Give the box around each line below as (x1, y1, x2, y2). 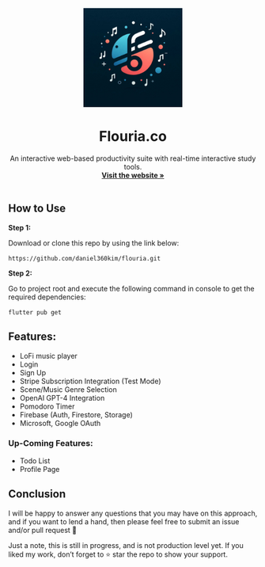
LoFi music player (19, 351, 78, 360)
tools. (123, 162, 142, 171)
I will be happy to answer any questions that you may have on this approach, (8, 508, 258, 518)
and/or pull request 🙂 (8, 525, 78, 535)
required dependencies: (8, 292, 86, 302)
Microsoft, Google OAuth (19, 418, 101, 428)
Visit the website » (101, 170, 165, 180)
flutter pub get (8, 308, 62, 316)
